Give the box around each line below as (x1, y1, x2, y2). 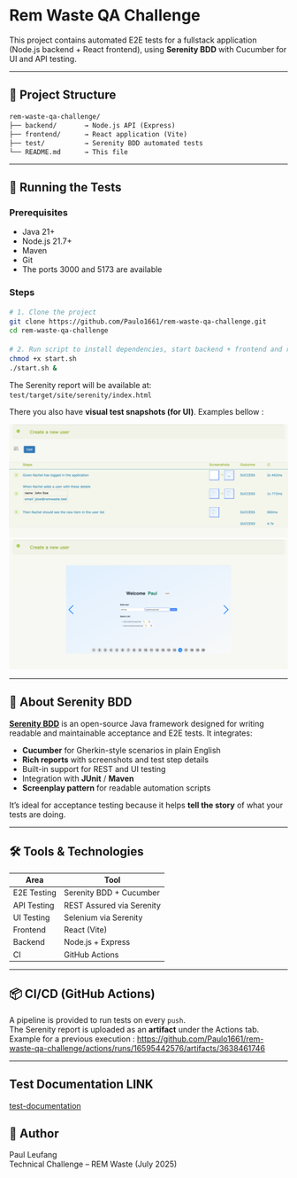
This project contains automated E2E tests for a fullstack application (9, 35, 257, 45)
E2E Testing (12, 887, 57, 898)
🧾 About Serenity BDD (9, 695, 133, 710)
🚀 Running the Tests (9, 180, 122, 195)
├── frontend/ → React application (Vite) (9, 129, 188, 138)
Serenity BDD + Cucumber (64, 887, 161, 898)
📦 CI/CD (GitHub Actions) (9, 987, 156, 1002)
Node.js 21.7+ (21, 236, 72, 246)
